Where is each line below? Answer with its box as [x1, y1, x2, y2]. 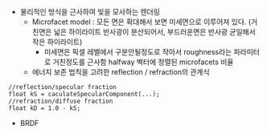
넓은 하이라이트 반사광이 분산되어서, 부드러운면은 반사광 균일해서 [53, 27, 256, 36]
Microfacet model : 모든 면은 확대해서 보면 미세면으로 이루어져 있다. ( [31, 17, 252, 26]
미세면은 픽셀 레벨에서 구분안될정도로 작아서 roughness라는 [43, 47, 232, 56]
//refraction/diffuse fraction [8, 97, 113, 105]
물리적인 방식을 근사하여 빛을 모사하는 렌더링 [19, 7, 161, 16]
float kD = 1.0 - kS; [8, 104, 81, 112]
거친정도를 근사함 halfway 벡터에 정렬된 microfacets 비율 [52, 57, 234, 67]
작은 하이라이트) [31, 37, 83, 47]
